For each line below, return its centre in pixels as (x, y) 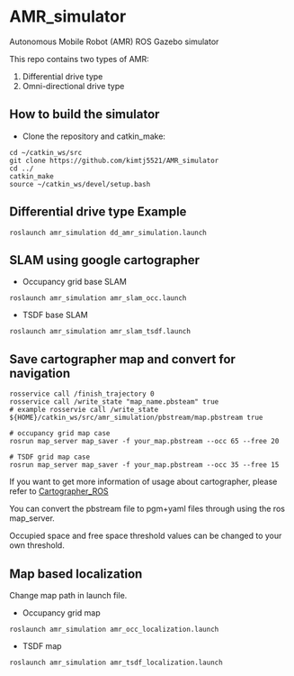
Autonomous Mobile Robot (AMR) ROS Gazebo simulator (114, 41)
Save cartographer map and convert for (123, 359)
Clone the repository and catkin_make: (94, 136)
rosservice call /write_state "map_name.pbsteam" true (114, 402)
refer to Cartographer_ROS (59, 491)
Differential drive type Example (98, 212)
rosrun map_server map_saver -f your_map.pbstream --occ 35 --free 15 (144, 465)
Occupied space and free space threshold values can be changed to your (146, 536)
